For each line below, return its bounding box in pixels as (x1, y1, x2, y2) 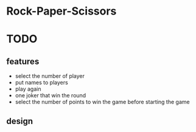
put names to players (15, 79, 68, 86)
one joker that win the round (15, 92, 86, 99)
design (6, 116, 33, 126)
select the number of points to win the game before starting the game (15, 99, 190, 106)
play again (15, 85, 41, 92)
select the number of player (15, 72, 85, 80)
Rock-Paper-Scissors (6, 4, 117, 18)
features (6, 56, 40, 66)
